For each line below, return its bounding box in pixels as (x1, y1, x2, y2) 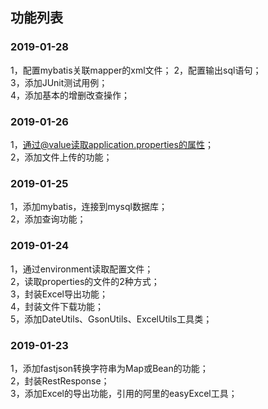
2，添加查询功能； (10, 213, 87, 225)
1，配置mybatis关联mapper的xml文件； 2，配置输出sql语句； (10, 64, 262, 76)
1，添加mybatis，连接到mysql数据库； (10, 201, 168, 213)
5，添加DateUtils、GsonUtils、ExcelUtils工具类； (10, 313, 213, 325)
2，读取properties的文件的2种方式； (10, 275, 160, 287)
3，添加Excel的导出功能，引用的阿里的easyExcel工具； (10, 387, 238, 399)
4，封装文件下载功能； (10, 300, 105, 312)
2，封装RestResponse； (10, 374, 110, 387)
